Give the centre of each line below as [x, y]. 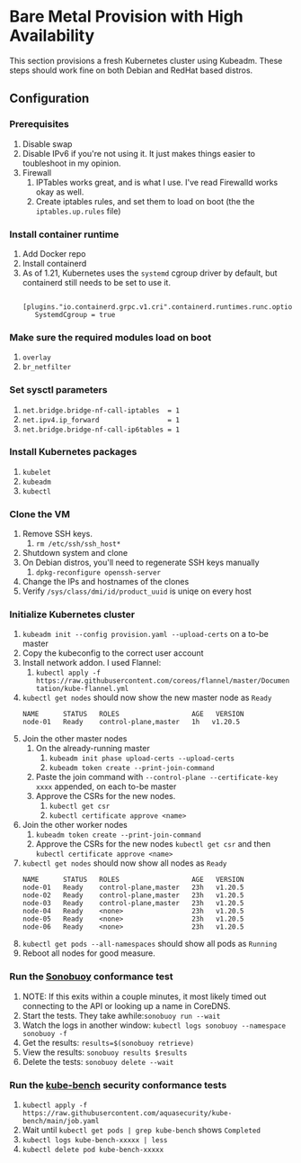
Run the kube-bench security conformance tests [118, 1085]
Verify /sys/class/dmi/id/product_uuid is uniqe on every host [137, 591]
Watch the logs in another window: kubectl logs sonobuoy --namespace [154, 1025]
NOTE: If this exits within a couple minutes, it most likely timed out [144, 996]
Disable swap [47, 144]
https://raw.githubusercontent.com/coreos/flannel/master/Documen [163, 681]
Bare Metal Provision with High [127, 17]
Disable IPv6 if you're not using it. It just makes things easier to [139, 153]
